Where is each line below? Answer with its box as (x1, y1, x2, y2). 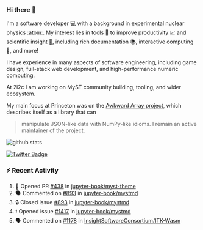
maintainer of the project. (21, 127, 85, 134)
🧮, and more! (6, 47, 38, 54)
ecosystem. (6, 90, 36, 97)
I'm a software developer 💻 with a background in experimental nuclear (6, 20, 185, 27)
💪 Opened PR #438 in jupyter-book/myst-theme (15, 182, 136, 190)
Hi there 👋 (6, 6, 37, 14)
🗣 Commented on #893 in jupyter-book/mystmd (15, 189, 138, 196)
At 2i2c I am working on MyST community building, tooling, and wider (6, 84, 182, 91)
